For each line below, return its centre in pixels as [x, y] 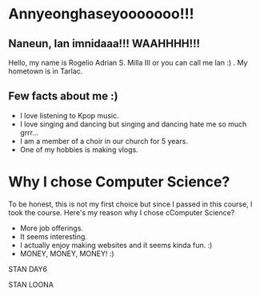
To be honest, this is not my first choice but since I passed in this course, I [130, 204]
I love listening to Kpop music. [69, 115]
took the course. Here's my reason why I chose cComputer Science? [122, 212]
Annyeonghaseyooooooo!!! [101, 14]
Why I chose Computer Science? [119, 182]
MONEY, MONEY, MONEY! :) [67, 254]
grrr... [29, 132]
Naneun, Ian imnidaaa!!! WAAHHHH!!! [104, 44]
